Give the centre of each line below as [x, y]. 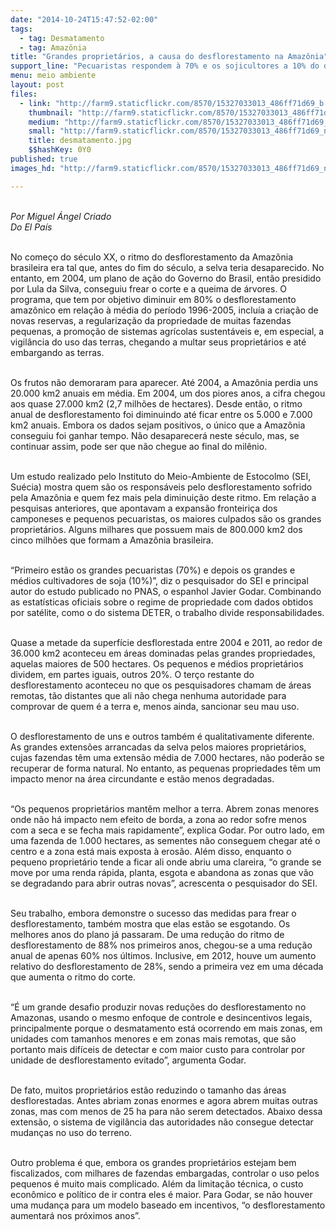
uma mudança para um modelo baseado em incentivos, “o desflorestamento [168, 1205]
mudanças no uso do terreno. [71, 1132]
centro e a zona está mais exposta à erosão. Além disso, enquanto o [151, 851]
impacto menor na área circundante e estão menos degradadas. [142, 778]
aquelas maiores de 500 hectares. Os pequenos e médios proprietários [157, 663]
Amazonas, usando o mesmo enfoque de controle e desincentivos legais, [161, 1017]
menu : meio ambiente [53, 76]
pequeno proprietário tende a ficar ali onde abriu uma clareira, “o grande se [166, 862]
